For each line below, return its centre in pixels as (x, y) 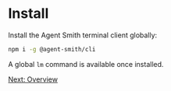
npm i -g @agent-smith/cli (52, 49)
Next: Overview (33, 79)
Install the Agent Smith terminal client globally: (83, 35)
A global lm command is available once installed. (86, 64)
